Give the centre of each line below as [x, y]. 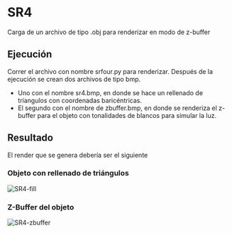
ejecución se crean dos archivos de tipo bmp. [74, 79]
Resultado [30, 138]
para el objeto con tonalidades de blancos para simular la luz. [127, 115]
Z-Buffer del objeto [41, 207]
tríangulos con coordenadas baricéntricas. [79, 100]
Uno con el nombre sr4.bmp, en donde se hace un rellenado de [110, 92]
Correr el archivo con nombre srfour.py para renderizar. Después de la [110, 71]
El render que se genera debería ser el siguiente [78, 155]
